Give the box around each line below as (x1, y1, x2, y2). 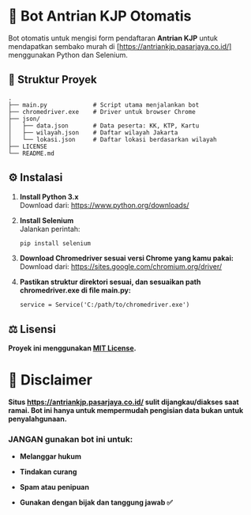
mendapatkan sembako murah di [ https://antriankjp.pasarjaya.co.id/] (8, 41, 232, 51)
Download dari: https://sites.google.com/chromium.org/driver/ (19, 262, 223, 271)
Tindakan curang (19, 467, 77, 477)
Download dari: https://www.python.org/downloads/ (19, 200, 189, 210)
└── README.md (8, 150, 55, 157)
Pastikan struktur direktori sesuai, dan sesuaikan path (19, 277, 201, 287)
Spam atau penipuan (19, 483, 89, 492)
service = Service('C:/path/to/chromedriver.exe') (19, 301, 190, 309)
